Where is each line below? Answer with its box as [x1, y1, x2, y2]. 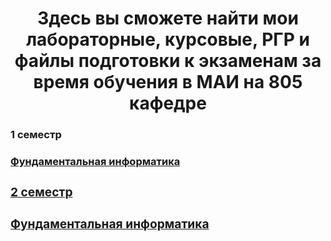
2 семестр [10, 183, 73, 200]
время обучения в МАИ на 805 [33, 71, 303, 94]
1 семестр [10, 128, 62, 142]
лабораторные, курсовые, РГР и [26, 28, 310, 51]
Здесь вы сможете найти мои [37, 7, 299, 30]
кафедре [129, 92, 207, 115]
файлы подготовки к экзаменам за [14, 50, 322, 72]
